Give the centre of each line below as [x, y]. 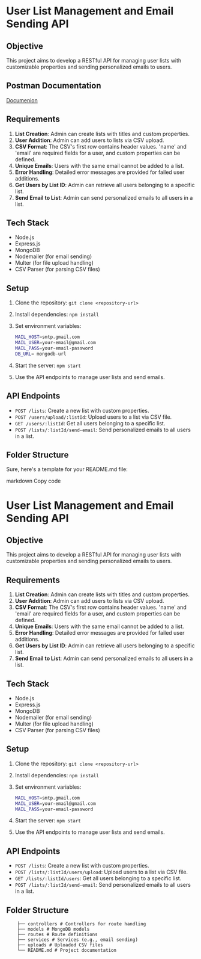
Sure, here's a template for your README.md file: [67, 469]
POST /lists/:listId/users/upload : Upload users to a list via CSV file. [101, 872]
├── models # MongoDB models [53, 930]
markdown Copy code [34, 481]
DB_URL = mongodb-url [40, 354]
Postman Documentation [54, 86]
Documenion [22, 100]
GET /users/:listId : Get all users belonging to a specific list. [90, 423]
